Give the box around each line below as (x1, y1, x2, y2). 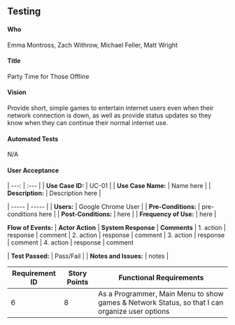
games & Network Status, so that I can (97, 298, 224, 308)
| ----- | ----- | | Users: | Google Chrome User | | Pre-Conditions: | (7, 203, 201, 211)
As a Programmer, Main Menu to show (97, 289, 224, 299)
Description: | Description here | (7, 189, 101, 198)
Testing (7, 6, 41, 17)
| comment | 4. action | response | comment (7, 238, 134, 247)
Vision (7, 88, 27, 96)
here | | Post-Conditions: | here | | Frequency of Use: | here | (38, 210, 217, 219)
